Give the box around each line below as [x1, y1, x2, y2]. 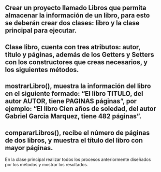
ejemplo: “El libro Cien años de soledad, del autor [5, 105, 156, 113]
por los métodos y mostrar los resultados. [5, 161, 88, 167]
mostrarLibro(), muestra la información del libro [5, 82, 151, 90]
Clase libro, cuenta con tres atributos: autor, [5, 43, 141, 51]
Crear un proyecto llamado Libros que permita [5, 4, 146, 12]
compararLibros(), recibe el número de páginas [5, 129, 150, 137]
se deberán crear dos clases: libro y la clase [5, 19, 140, 27]
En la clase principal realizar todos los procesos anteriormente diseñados [5, 157, 151, 162]
